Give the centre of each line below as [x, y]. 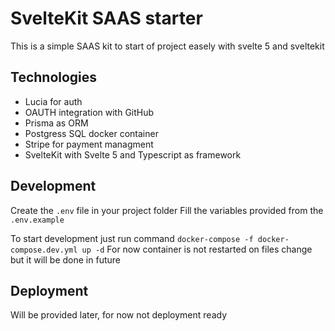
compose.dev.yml [44, 250]
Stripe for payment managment [89, 144]
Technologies [54, 77]
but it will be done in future [65, 259]
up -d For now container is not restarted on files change [197, 249]
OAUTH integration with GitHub [89, 112]
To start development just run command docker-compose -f [132, 238]
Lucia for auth [53, 101]
